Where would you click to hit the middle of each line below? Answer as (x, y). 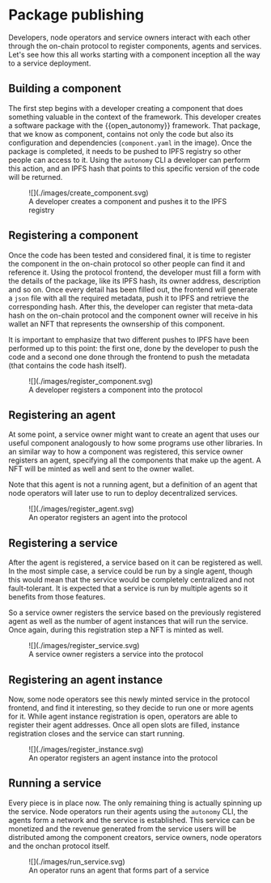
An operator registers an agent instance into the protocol (123, 758)
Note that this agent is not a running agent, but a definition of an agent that (133, 484)
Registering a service (63, 543)
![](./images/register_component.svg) (91, 381)
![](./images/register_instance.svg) (86, 749)
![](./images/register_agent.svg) (82, 509)
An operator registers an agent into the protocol (108, 518)
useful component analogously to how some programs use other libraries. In (135, 443)
